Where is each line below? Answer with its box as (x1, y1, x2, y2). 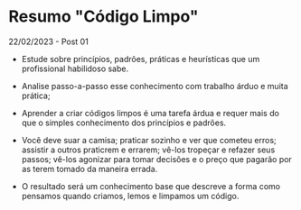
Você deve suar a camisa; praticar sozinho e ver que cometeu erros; (21, 134, 277, 145)
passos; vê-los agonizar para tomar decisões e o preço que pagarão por (21, 153, 293, 164)
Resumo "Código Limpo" (8, 6, 199, 27)
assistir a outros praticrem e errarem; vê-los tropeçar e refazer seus (21, 144, 276, 155)
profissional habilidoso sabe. (21, 63, 128, 74)
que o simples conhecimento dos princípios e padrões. (21, 117, 227, 128)
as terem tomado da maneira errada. (21, 163, 158, 174)
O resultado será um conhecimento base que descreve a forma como (21, 180, 281, 191)
